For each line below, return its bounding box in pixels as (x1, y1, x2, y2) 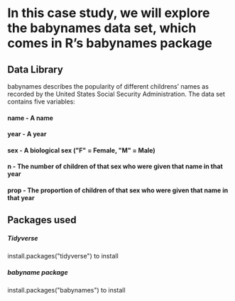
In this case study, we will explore (7, 5, 210, 21)
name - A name (7, 114, 53, 122)
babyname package (7, 268, 69, 276)
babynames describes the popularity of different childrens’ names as (7, 82, 209, 90)
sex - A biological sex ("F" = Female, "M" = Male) (7, 146, 155, 154)
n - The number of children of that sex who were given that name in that (7, 162, 224, 171)
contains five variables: (7, 97, 76, 106)
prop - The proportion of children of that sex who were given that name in (7, 186, 229, 195)
